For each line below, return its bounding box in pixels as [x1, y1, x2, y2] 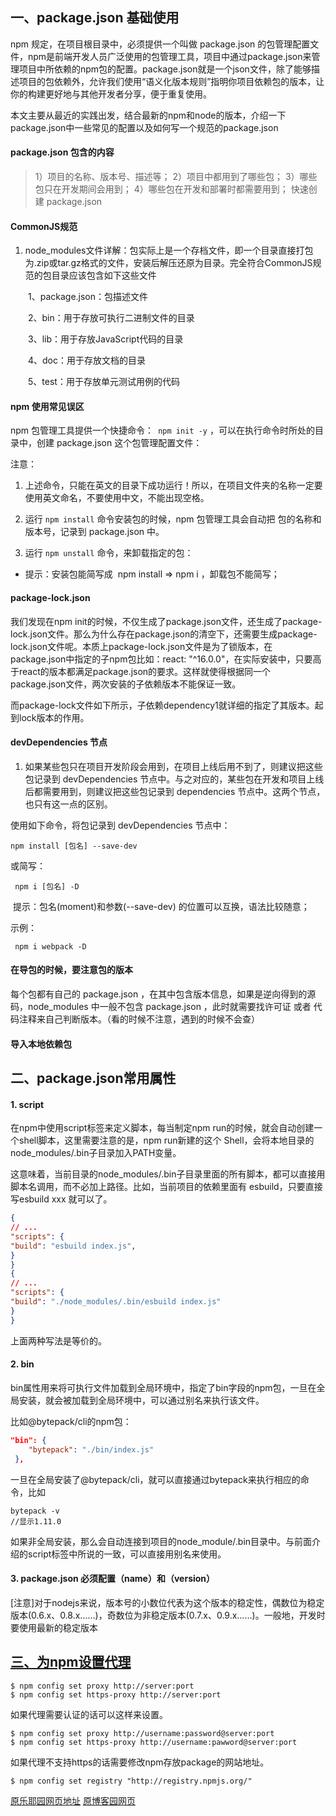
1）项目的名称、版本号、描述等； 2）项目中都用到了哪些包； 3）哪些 [34, 171, 318, 183]
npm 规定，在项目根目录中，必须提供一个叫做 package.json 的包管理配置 [10, 38, 311, 50]
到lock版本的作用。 [10, 711, 90, 723]
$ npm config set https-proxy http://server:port [10, 1689, 222, 1700]
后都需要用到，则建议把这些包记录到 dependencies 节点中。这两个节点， [24, 785, 326, 797]
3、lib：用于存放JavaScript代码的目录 [27, 333, 184, 345]
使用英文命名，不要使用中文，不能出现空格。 [24, 492, 210, 504]
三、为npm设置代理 [10, 1654, 132, 1671]
